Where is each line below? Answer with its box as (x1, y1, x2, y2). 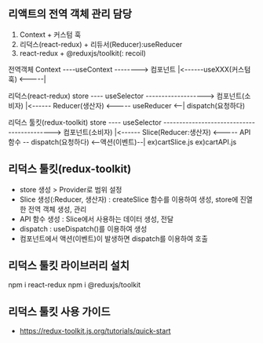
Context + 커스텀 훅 (19, 30, 82, 39)
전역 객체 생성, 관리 (27, 204, 87, 213)
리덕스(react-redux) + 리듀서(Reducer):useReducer (19, 39, 183, 49)
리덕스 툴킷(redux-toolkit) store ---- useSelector (8, 117, 163, 127)
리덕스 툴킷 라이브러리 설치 (8, 259, 130, 272)
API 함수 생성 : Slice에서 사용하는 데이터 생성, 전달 (19, 214, 174, 224)
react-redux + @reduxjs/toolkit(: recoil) (19, 48, 147, 57)
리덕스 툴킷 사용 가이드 (8, 305, 111, 318)
